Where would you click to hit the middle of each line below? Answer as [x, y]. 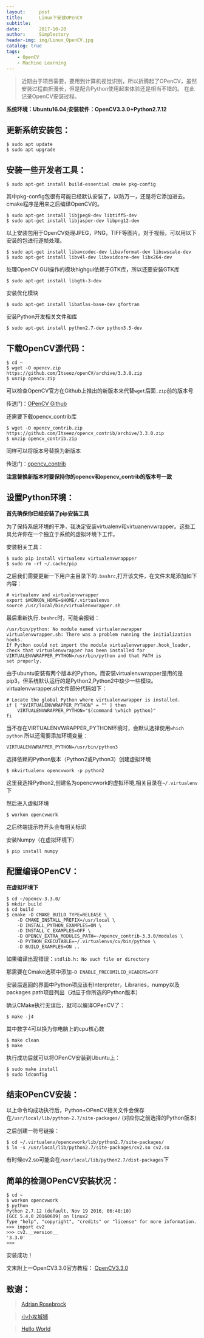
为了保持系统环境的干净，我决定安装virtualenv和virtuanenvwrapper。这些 [98, 526]
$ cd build [20, 909]
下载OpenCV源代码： [47, 348]
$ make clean [23, 1040]
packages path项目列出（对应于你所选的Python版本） [74, 992]
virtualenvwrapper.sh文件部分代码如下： [57, 688]
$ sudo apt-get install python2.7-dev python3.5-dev [74, 328]
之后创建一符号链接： [33, 1131]
